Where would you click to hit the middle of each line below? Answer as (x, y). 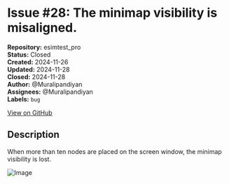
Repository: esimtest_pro (44, 47)
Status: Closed (29, 55)
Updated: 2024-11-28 (39, 69)
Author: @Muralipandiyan (45, 84)
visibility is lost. (29, 159)
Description (33, 135)
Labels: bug (24, 99)
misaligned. (42, 28)
